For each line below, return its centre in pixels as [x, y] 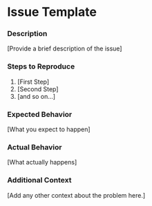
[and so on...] [36, 96]
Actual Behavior [35, 147]
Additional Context [39, 180]
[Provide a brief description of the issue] [65, 48]
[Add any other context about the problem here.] [76, 195]
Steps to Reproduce [41, 66]
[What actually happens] [42, 162]
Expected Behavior [40, 114]
